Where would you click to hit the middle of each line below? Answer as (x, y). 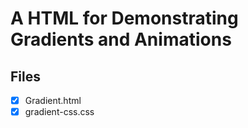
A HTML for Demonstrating (124, 18)
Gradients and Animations (121, 39)
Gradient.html (53, 100)
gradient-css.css (59, 112)
